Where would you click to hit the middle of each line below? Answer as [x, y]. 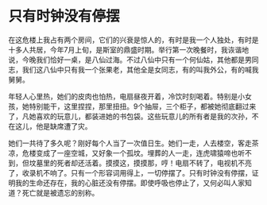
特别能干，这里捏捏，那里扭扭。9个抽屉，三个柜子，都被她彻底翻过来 [143, 106]
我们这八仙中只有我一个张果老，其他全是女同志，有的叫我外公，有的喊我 [140, 69]
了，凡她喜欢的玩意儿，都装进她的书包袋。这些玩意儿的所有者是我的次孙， [130, 116]
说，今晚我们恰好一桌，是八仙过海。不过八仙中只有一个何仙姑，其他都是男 [130, 60]
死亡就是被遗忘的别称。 [60, 192]
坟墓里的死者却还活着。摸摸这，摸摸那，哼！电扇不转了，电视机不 [137, 163]
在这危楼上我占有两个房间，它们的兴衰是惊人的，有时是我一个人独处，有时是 [133, 40]
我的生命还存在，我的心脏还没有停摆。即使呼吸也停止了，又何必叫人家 [130, 183]
